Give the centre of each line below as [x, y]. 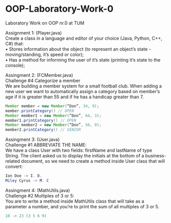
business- [156, 156]
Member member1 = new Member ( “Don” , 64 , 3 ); [53, 116]
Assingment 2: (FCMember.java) [39, 75]
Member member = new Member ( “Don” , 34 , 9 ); [52, 106]
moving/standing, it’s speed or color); [45, 54]
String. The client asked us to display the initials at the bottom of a [75, 156]
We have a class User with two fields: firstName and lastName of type [79, 150]
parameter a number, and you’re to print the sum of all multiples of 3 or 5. [82, 206]
